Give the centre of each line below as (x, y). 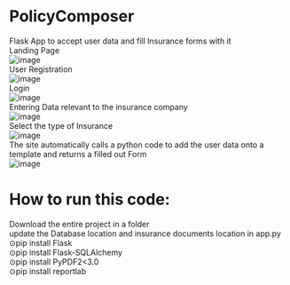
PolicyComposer (72, 16)
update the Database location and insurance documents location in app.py (145, 234)
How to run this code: (90, 199)
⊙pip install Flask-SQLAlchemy (66, 252)
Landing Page (35, 50)
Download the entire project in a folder (79, 224)
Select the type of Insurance (61, 125)
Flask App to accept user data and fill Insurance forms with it (121, 41)
